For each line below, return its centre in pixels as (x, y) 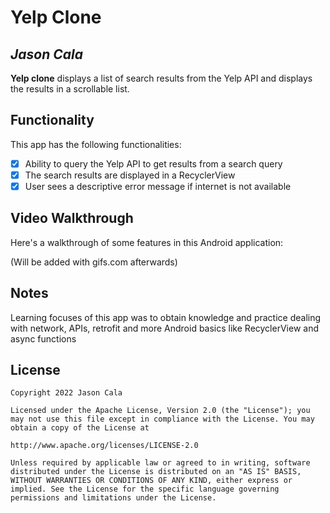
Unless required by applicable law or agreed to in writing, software (160, 463)
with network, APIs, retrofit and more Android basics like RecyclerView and (164, 328)
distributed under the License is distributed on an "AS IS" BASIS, (156, 472)
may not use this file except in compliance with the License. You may (162, 419)
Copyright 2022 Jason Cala (66, 393)
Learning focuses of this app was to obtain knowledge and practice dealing (166, 317)
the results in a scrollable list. (70, 89)
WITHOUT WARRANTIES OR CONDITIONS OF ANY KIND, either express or (151, 481)
